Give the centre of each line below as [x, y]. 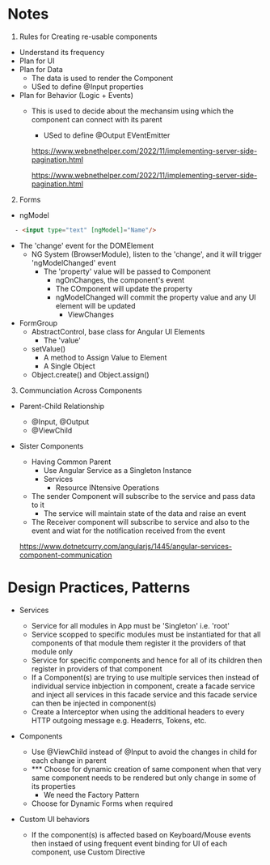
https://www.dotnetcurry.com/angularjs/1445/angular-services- [125, 546]
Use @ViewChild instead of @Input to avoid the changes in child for [144, 752]
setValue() [49, 348]
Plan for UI [37, 61]
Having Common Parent [71, 462]
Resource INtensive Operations [107, 488]
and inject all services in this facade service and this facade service [144, 694]
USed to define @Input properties [87, 87]
